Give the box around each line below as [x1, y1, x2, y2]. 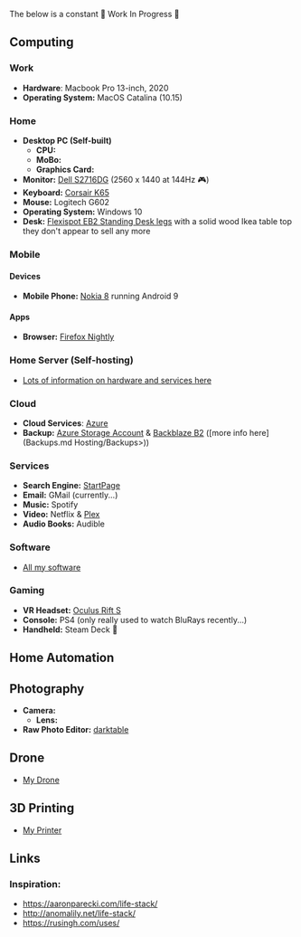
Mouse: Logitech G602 [22, 196, 110, 207]
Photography [9, 681, 85, 696]
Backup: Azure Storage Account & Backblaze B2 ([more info [22, 427, 248, 438]
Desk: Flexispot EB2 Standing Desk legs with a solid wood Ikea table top [22, 215, 292, 226]
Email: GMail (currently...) [22, 489, 118, 501]
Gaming [9, 584, 45, 597]
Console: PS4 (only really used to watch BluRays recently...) [22, 614, 248, 625]
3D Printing [9, 800, 75, 816]
